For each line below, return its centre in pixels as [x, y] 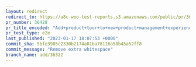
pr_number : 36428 [27, 22]
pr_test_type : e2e [28, 33]
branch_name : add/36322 [35, 55]
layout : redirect [27, 11]
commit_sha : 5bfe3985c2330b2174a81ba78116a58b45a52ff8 [74, 44]
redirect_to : [21, 17]
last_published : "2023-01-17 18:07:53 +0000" [62, 38]
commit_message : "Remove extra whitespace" [59, 50]
